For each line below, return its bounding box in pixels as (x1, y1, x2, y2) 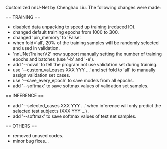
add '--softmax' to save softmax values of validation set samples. (12, 83, 149, 89)
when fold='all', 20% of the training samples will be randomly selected (12, 40, 159, 46)
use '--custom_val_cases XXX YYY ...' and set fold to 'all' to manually (12, 67, 156, 73)
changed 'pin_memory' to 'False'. (12, 35, 82, 40)
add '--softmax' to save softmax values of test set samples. (12, 113, 137, 119)
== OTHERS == (5, 123, 38, 129)
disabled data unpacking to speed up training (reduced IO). (12, 24, 136, 30)
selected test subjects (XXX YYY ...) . (12, 108, 90, 114)
